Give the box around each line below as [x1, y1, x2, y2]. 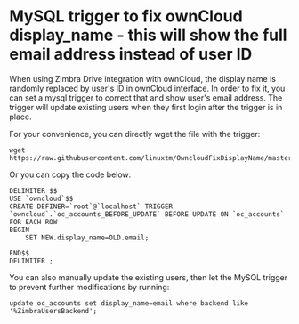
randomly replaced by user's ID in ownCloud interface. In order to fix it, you [9, 83, 286, 93]
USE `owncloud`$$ [9, 194, 74, 203]
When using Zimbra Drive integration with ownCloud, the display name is [9, 73, 276, 84]
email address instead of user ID [9, 45, 253, 64]
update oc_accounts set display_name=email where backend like [9, 298, 249, 308]
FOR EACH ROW [9, 217, 58, 226]
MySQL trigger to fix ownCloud [9, 6, 243, 27]
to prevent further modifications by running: [9, 281, 170, 292]
